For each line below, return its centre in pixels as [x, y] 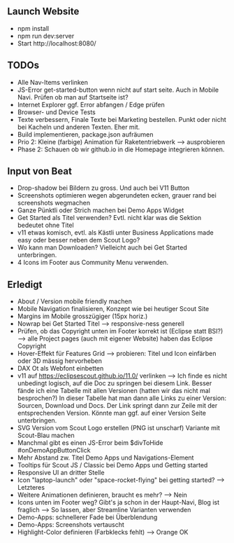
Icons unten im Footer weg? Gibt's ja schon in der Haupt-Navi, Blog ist [118, 502]
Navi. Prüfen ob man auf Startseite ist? [73, 97]
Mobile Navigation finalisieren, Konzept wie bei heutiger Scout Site [113, 309]
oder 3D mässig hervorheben [60, 361]
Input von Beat [39, 171]
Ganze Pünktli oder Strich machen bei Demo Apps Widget [101, 210]
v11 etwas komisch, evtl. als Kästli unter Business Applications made [116, 233]
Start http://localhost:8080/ [57, 43]
